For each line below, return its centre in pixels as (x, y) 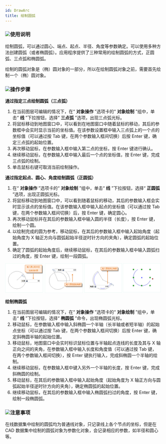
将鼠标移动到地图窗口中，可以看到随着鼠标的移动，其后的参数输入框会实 (86, 201)
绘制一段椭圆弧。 (30, 399)
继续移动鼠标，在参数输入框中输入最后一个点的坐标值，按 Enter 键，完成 (86, 155)
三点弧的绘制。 (27, 161)
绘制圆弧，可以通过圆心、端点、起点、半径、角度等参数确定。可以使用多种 (81, 46)
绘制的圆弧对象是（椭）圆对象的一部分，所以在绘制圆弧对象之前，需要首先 (81, 69)
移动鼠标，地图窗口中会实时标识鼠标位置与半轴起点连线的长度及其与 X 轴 (86, 343)
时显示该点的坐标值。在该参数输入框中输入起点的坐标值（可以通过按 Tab (86, 207)
